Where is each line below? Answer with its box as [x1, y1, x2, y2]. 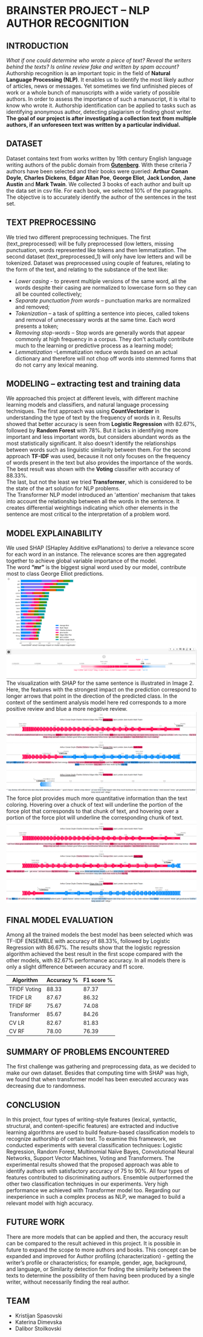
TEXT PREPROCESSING [6, 218, 97, 228]
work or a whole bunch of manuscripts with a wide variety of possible [6, 89, 180, 96]
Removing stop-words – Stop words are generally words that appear [14, 328, 185, 336]
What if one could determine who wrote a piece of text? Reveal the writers [6, 57, 192, 64]
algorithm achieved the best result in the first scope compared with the [6, 950, 183, 958]
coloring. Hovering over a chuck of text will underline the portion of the [6, 801, 183, 808]
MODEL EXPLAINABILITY [6, 528, 103, 538]
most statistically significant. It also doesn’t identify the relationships [6, 440, 176, 447]
